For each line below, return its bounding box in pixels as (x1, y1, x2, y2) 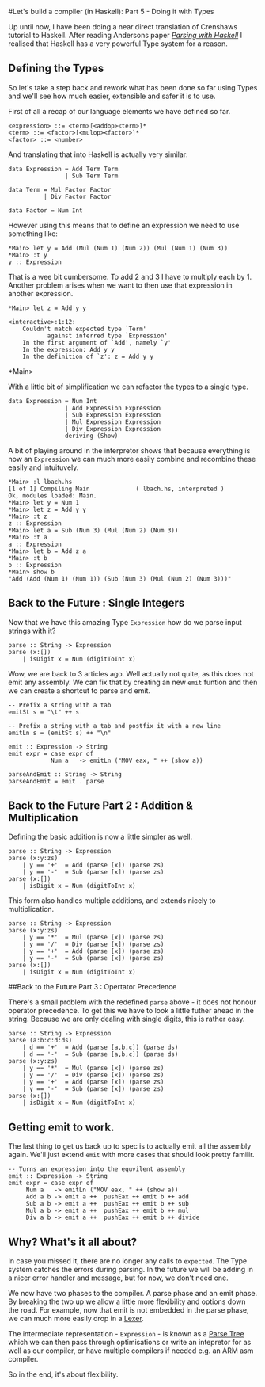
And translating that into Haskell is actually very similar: (8, 150, 188, 159)
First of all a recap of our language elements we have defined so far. (8, 106, 231, 116)
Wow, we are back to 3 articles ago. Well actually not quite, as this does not (8, 669, 255, 678)
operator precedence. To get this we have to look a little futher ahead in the (8, 1006, 255, 1015)
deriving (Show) (64, 432, 119, 440)
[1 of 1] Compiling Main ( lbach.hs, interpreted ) (8, 485, 225, 493)
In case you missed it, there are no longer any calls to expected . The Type (8, 1256, 248, 1266)
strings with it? (8, 626, 56, 635)
